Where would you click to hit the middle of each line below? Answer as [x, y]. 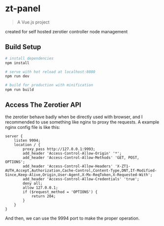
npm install [17, 63]
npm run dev [17, 76]
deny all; [33, 183]
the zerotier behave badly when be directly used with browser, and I [74, 117]
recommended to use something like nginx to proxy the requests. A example [82, 122]
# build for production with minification [49, 85]
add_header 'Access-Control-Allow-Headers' [68, 166]
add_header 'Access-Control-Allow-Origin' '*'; [72, 153]
